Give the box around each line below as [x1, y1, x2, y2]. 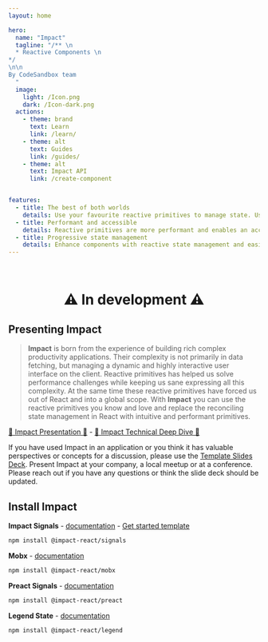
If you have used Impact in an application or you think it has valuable [8, 443, 234, 453]
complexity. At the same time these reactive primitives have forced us [27, 386, 257, 396]
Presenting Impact [8, 322, 102, 336]
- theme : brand [22, 115, 73, 124]
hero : [8, 26, 26, 34]
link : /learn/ [29, 130, 77, 138]
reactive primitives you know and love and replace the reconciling [27, 403, 244, 413]
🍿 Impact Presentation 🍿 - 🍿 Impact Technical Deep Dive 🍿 [8, 427, 200, 437]
